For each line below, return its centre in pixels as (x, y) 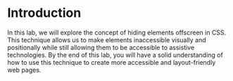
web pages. (24, 70)
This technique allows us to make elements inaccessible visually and (107, 39)
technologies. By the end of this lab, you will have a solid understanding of (115, 55)
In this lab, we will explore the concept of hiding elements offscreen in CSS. (117, 32)
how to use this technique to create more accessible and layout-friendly (112, 62)
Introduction (44, 13)
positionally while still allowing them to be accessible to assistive (101, 47)
